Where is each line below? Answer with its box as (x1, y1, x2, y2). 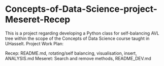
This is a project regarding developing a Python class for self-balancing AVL (5, 30, 160, 36)
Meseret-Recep (5, 14, 70, 25)
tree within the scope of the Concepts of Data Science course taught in (5, 35, 150, 41)
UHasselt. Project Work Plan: (5, 40, 64, 46)
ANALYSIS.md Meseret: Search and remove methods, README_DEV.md (5, 55, 152, 61)
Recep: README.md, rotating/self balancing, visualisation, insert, (5, 50, 137, 56)
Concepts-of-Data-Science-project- (5, 3, 158, 15)
